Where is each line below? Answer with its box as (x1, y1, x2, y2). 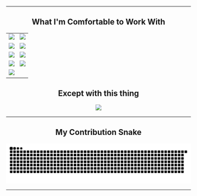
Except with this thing (57, 89, 140, 99)
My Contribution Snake (55, 127, 142, 137)
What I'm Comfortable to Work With (32, 17, 165, 27)
